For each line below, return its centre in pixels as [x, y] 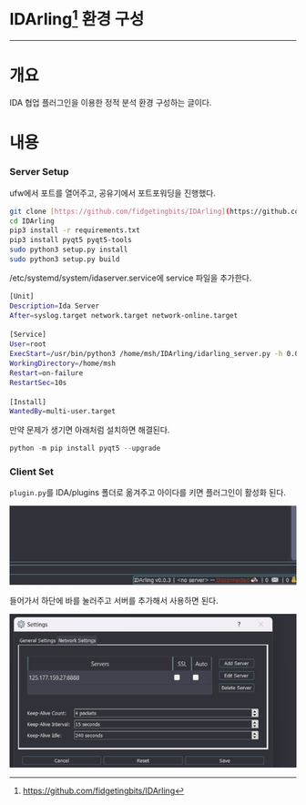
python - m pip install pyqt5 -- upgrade [85, 448]
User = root [28, 344]
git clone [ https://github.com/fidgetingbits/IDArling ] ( [120, 211]
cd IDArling [32, 221]
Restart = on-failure [46, 373]
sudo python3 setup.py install [69, 250]
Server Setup [40, 172]
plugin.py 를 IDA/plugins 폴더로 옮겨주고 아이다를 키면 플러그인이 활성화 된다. [148, 493]
